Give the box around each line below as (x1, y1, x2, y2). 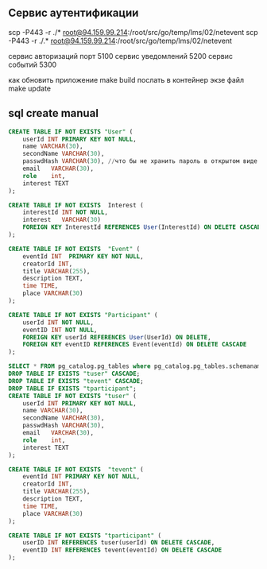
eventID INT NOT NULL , (22, 326, 98, 334)
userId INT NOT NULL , (22, 318, 94, 327)
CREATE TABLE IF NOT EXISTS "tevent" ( (8, 465, 145, 474)
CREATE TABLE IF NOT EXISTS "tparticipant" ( (8, 532, 161, 540)
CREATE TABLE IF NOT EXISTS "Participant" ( (8, 311, 158, 319)
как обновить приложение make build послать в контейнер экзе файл (8, 75, 245, 84)
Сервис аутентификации (8, 6, 139, 20)
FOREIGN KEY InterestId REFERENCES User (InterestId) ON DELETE (22, 223, 237, 231)
